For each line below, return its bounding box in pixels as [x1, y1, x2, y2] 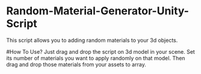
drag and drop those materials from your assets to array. [6, 61, 146, 68]
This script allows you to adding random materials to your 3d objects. [6, 36, 178, 44]
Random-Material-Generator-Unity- [6, 4, 190, 18]
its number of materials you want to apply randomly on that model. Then [6, 54, 185, 61]
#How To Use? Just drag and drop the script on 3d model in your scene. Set [6, 48, 196, 55]
